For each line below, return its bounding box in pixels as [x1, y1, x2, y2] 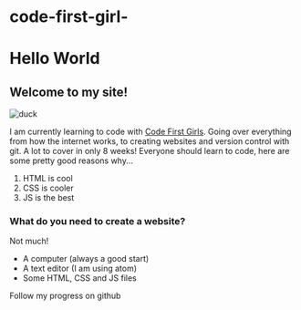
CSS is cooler [22, 182, 75, 193]
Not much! [9, 235, 49, 247]
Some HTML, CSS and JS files [22, 273, 137, 284]
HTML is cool [22, 173, 73, 184]
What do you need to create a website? [9, 215, 186, 228]
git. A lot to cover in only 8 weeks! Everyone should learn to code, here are [9, 146, 290, 157]
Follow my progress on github [9, 290, 121, 302]
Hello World [9, 48, 100, 69]
